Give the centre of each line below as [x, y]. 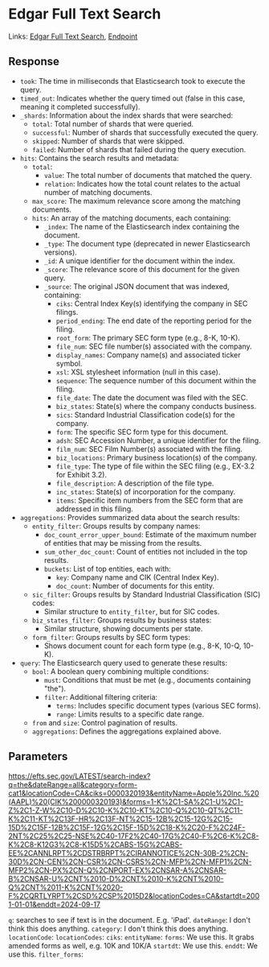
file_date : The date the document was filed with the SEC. [152, 397]
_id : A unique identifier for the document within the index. [139, 260]
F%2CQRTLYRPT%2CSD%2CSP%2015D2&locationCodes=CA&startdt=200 [134, 895]
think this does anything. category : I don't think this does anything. [118, 928]
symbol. [69, 363]
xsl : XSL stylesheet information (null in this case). [138, 372]
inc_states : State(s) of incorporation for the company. [146, 491]
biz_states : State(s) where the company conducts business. [156, 406]
